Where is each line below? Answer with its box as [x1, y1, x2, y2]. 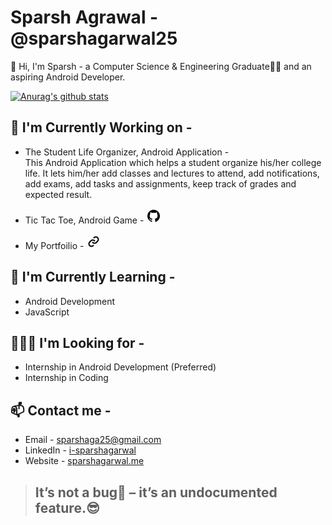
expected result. [24, 188, 93, 200]
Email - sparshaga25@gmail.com [24, 434, 162, 446]
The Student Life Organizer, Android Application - [24, 146, 230, 158]
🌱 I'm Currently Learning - [10, 269, 176, 286]
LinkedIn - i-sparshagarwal [24, 444, 137, 456]
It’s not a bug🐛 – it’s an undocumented [34, 484, 278, 501]
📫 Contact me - [10, 402, 112, 419]
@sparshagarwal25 [10, 27, 178, 50]
